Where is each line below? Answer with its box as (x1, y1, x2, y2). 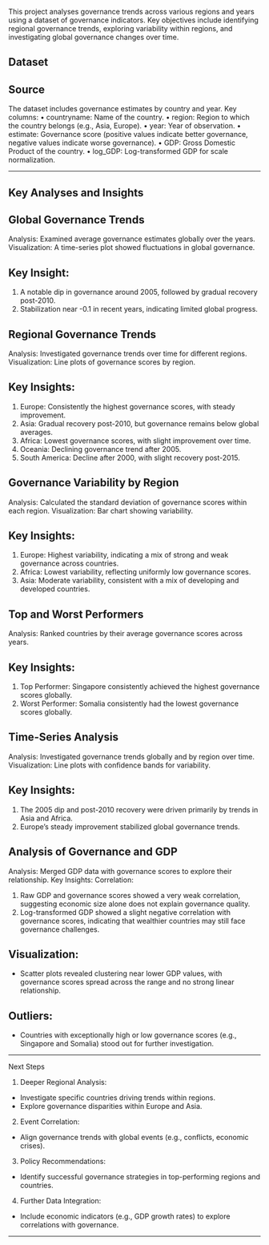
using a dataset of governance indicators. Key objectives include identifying (8, 15, 259, 25)
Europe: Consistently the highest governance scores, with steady (19, 401, 235, 411)
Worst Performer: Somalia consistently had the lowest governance (19, 699, 239, 708)
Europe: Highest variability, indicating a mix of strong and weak (19, 550, 229, 560)
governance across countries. (19, 558, 119, 568)
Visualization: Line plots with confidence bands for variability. (8, 760, 211, 770)
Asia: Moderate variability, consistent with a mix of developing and (19, 576, 239, 586)
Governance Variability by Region (8, 476, 179, 490)
